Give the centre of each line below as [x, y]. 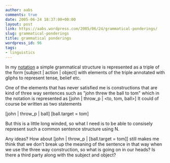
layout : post [19, 24]
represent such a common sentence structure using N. [62, 129]
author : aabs [19, 10]
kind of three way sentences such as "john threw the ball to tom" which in [82, 93]
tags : [11, 48]
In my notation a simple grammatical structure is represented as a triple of [82, 67]
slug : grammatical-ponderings [37, 34]
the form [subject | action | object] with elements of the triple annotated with [85, 72]
